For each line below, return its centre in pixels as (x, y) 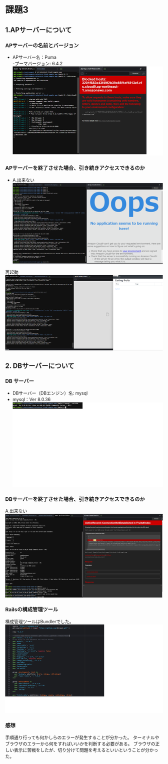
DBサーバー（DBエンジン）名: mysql (50, 393)
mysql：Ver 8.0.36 (31, 399)
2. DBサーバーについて (40, 366)
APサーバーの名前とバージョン (42, 45)
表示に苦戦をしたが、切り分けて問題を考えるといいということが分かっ (86, 750)
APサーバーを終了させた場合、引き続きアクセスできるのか (75, 168)
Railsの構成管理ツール (32, 610)
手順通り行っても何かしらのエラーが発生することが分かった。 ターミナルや (82, 737)
